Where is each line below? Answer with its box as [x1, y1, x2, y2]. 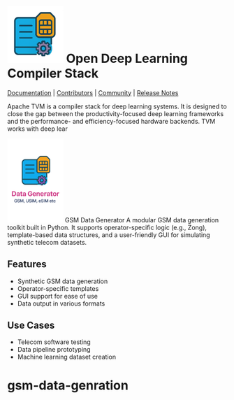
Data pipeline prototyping [17, 345, 91, 354]
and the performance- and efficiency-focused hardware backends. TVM [7, 117, 216, 125]
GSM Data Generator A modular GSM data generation [64, 215, 219, 224]
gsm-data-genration [7, 377, 129, 393]
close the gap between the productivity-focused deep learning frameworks [7, 109, 224, 117]
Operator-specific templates [17, 284, 99, 292]
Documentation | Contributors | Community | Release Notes [7, 88, 179, 97]
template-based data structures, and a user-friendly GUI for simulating [7, 230, 211, 239]
